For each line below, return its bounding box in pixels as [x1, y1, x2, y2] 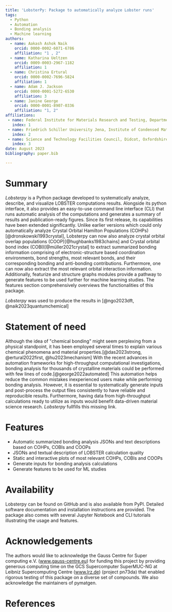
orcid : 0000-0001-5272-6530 [14, 88, 74, 94]
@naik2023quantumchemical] [5, 303, 69, 309]
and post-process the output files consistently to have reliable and [5, 387, 145, 393]
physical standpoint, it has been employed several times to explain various [5, 343, 162, 350]
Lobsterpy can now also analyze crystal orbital [66, 232, 165, 239]
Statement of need [5, 321, 86, 332]
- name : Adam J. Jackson [10, 84, 63, 89]
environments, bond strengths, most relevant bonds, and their [5, 255, 136, 261]
